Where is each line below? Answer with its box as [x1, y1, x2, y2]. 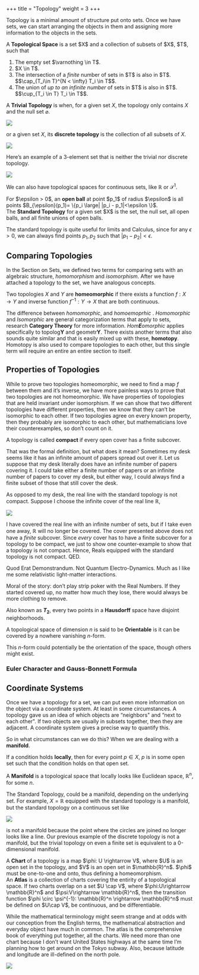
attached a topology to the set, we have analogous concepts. [6, 279, 156, 286]
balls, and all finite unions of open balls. [6, 214, 103, 221]
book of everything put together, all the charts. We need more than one [6, 932, 180, 939]
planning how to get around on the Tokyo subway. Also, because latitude [6, 944, 184, 951]
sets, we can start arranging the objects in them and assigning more [6, 23, 173, 30]
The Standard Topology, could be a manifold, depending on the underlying [6, 791, 189, 798]
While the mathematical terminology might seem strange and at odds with [6, 913, 187, 920]
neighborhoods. [6, 614, 46, 621]
